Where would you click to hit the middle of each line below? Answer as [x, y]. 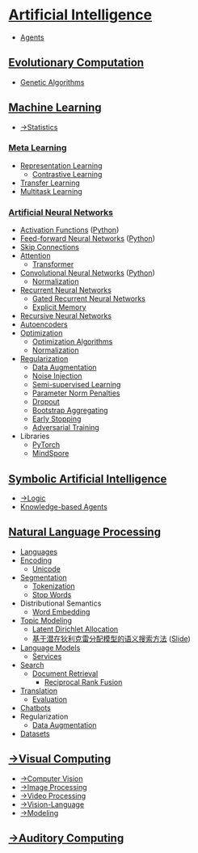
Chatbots [35, 707]
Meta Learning [38, 148]
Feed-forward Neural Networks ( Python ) [88, 239]
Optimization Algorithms [72, 342]
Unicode [46, 568]
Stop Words [52, 594]
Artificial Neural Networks [61, 212]
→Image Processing [53, 787]
